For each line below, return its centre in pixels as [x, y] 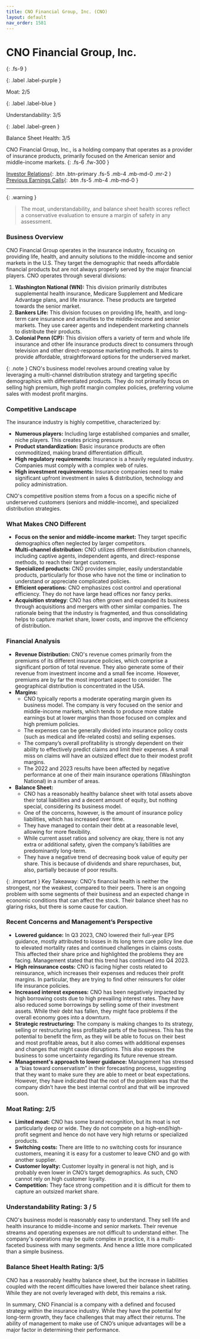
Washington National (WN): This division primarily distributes [91, 287]
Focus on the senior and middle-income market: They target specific [101, 537]
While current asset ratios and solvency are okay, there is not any [104, 838]
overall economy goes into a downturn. [63, 1017]
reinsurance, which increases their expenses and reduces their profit [99, 973]
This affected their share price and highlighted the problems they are [99, 954]
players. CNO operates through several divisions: [66, 276]
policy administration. [41, 484]
